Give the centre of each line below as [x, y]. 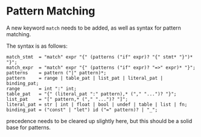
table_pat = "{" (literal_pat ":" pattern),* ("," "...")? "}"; [91, 94]
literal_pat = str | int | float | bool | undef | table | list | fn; [97, 104]
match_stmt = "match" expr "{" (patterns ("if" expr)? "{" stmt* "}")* [100, 57]
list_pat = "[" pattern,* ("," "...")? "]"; [67, 99]
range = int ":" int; [42, 89]
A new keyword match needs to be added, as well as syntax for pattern [94, 28]
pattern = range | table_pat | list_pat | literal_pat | [85, 78]
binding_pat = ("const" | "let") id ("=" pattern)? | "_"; [82, 110]
